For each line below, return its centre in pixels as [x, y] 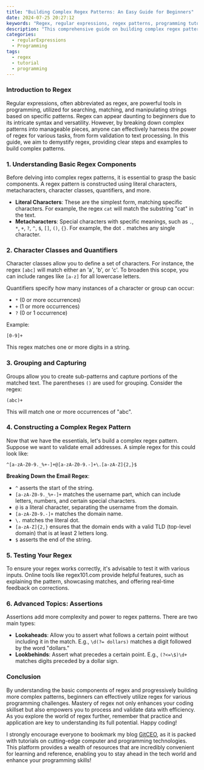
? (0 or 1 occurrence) [41, 313]
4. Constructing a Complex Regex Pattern [69, 427]
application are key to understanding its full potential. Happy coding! [92, 723]
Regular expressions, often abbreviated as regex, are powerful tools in [94, 103]
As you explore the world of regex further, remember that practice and [94, 716]
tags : [13, 52]
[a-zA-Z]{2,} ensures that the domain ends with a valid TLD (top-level [103, 527]
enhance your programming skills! [49, 760]
